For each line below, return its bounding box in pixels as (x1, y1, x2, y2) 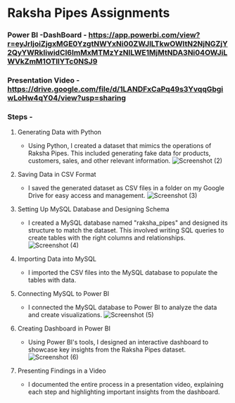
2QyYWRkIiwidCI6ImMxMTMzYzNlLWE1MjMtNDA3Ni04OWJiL (7, 48, 228, 58)
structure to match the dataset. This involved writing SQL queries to (27, 226, 224, 235)
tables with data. (27, 276, 77, 285)
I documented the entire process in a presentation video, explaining (27, 380, 224, 389)
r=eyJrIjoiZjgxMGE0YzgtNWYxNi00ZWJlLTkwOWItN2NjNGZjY (7, 39, 228, 49)
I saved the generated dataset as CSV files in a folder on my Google (27, 184, 225, 192)
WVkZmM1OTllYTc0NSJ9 (7, 56, 98, 66)
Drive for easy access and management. (27, 192, 146, 200)
